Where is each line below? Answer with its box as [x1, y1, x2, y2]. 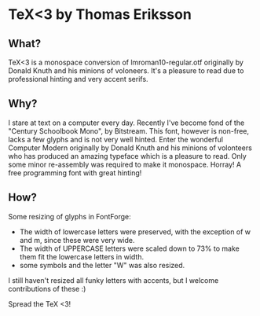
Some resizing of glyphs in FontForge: [8, 211, 131, 221]
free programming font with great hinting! [8, 167, 142, 178]
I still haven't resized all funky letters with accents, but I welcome [8, 275, 219, 285]
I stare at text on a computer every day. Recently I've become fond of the [8, 118, 245, 127]
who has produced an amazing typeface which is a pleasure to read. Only [8, 151, 247, 160]
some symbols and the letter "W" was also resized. [19, 260, 185, 270]
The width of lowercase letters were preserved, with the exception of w [19, 226, 251, 237]
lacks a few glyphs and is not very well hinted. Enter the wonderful [8, 134, 224, 144]
